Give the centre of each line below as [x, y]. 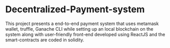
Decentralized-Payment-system [75, 9]
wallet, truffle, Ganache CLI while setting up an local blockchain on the [79, 29]
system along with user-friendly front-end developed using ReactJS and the [85, 34]
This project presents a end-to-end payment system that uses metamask [82, 23]
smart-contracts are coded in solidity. [45, 40]
